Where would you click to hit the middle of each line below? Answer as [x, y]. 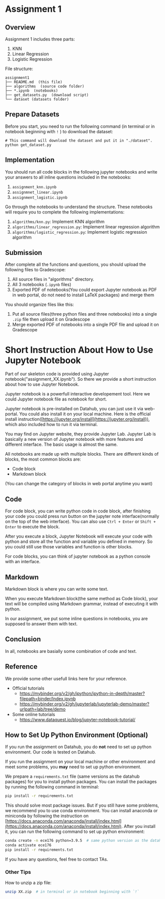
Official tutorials [28, 688]
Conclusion [23, 639]
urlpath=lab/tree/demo [42, 709]
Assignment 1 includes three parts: [40, 39]
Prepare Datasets [32, 114]
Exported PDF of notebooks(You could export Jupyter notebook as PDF [84, 290]
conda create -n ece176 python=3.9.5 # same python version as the [77, 841]
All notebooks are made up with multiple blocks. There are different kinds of [82, 454]
